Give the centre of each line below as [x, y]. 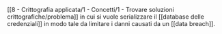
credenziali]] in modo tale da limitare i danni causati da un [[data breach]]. [111, 24]
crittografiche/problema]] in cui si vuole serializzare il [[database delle [106, 17]
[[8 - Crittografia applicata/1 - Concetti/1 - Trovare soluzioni [91, 10]
